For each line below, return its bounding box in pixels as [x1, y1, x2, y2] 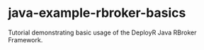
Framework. [8, 35, 43, 44]
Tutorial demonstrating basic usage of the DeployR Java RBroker [8, 28, 197, 37]
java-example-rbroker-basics [8, 5, 186, 21]
